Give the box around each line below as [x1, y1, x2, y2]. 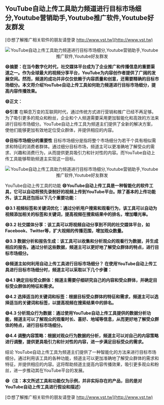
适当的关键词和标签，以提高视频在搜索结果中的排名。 [9, 300, 116, 305]
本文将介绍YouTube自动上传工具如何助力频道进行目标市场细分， [21, 82, 152, 88]
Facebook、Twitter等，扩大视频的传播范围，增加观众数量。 [5, 227, 126, 233]
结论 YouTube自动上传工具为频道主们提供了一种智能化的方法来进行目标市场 [5, 349, 157, 355]
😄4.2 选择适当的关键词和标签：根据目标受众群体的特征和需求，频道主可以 [5, 293, 155, 299]
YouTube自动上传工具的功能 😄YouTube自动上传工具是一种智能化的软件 [5, 182, 149, 188]
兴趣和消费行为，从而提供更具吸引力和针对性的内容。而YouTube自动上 [13, 149, 155, 155]
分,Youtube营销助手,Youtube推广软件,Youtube [5, 14, 148, 22]
